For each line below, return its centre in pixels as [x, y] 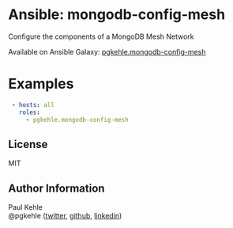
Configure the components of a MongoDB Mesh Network [101, 36]
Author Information [56, 188]
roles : [30, 112]
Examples [41, 84]
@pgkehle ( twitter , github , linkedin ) [65, 216]
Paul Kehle [26, 207]
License [28, 144]
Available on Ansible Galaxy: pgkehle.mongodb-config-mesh [107, 51]
